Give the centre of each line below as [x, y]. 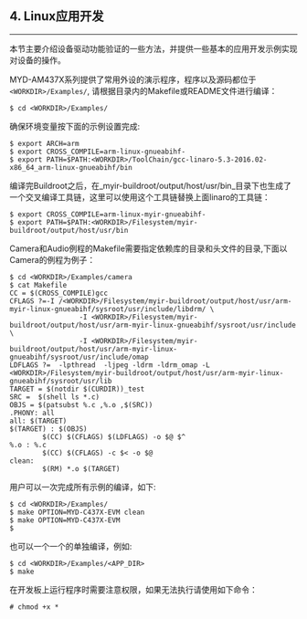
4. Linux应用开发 [57, 16]
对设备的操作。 [37, 60]
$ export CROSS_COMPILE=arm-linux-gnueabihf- [97, 152]
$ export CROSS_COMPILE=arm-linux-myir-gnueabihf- [108, 214]
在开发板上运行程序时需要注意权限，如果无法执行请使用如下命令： [133, 589]
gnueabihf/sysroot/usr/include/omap [79, 357]
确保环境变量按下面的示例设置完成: [75, 126]
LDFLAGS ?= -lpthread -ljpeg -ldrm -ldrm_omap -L [110, 365]
